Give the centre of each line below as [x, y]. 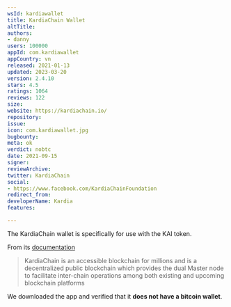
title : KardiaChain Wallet [46, 20]
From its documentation [41, 247]
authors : [20, 33]
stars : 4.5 [23, 85]
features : [22, 208]
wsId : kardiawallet [35, 14]
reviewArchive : [29, 169]
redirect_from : [29, 195]
